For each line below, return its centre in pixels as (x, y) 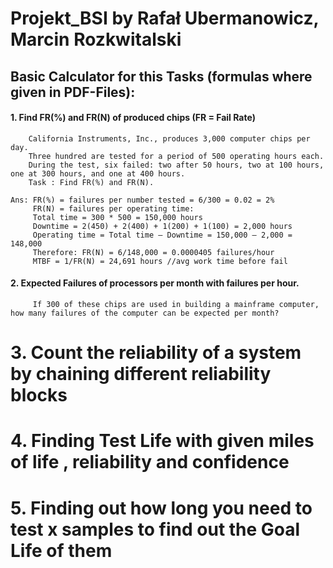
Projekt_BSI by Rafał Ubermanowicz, (164, 18)
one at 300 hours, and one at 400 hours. (98, 173)
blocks (39, 395)
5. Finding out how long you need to (161, 508)
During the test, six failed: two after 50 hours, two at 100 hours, (176, 165)
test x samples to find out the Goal (155, 529)
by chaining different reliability (141, 374)
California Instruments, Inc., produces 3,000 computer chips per (169, 138)
